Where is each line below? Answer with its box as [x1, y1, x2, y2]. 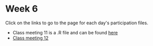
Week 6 [5, 3, 38, 15]
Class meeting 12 [12, 35, 49, 41]
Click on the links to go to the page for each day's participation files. [5, 20, 148, 26]
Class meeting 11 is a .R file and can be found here [12, 29, 118, 35]
